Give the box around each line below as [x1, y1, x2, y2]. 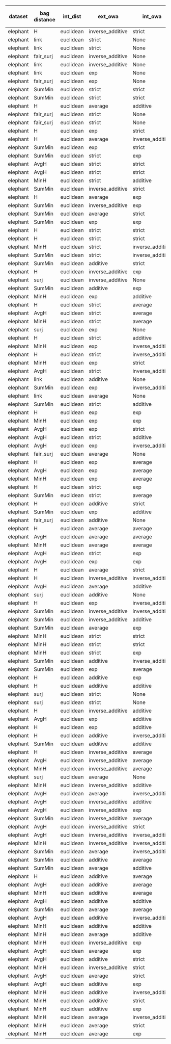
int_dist [63, 13, 81, 20]
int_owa [142, 13, 162, 20]
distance [34, 16, 55, 23]
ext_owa [97, 13, 119, 20]
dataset [9, 13, 28, 20]
